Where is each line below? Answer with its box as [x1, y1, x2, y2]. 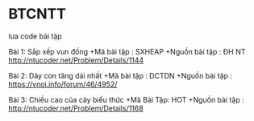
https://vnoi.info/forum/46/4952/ [8, 79, 118, 89]
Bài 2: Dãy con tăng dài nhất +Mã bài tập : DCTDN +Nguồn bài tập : [8, 71, 232, 80]
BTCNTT [8, 5, 67, 23]
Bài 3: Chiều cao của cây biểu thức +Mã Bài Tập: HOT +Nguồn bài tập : [8, 95, 244, 104]
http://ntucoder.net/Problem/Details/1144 [8, 55, 144, 65]
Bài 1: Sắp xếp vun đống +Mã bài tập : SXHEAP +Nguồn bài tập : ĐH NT [8, 46, 246, 56]
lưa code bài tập [8, 31, 62, 41]
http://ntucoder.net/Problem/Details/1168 [8, 103, 144, 113]
